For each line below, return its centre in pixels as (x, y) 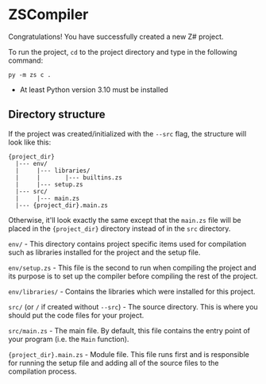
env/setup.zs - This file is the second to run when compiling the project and (132, 267)
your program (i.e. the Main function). (69, 339)
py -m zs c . (30, 75)
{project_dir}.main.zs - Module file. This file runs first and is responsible (129, 354)
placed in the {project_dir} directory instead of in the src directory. (120, 228)
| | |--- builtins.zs (69, 177)
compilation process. (42, 371)
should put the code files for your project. (76, 315)
